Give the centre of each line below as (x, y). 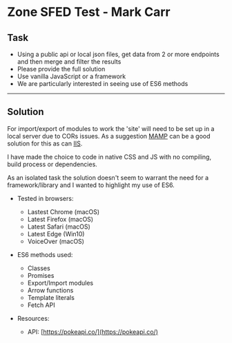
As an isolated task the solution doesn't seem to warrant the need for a (108, 177)
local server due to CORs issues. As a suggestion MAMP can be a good (109, 136)
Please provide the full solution (61, 69)
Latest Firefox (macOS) (60, 219)
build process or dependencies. (52, 164)
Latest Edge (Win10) (56, 234)
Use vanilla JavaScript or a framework (71, 76)
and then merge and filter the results (69, 62)
